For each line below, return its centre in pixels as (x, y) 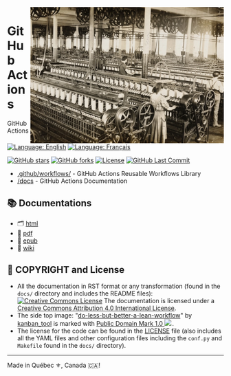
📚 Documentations (49, 203)
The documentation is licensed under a (159, 301)
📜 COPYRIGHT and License (66, 270)
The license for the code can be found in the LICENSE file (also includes (119, 331)
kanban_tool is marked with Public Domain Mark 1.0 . (95, 324)
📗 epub (27, 241)
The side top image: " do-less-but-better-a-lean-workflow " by (104, 316)
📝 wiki (25, 248)
